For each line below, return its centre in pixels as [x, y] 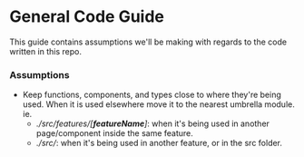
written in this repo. [46, 51]
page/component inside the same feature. [114, 133]
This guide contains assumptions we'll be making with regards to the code [148, 42]
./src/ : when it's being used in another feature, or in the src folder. [159, 143]
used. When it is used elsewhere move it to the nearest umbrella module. [158, 104]
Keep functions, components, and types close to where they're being [152, 95]
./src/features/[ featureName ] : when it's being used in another [153, 123]
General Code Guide [87, 17]
